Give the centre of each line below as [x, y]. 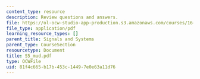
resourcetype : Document [36, 50]
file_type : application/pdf [41, 28]
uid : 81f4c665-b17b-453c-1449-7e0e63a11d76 [61, 67]
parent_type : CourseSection [41, 45]
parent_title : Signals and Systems [50, 39]
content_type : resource [36, 12]
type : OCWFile [24, 61]
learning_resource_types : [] [42, 34]
